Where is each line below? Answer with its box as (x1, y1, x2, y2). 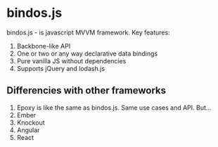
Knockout (16, 118, 45, 127)
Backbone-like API (16, 41, 71, 50)
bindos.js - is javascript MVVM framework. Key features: (6, 28, 170, 37)
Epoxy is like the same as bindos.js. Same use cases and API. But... (16, 103, 212, 112)
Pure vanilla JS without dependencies (16, 56, 127, 65)
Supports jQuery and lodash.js (16, 64, 105, 72)
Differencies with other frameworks (6, 84, 167, 96)
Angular (16, 125, 40, 134)
